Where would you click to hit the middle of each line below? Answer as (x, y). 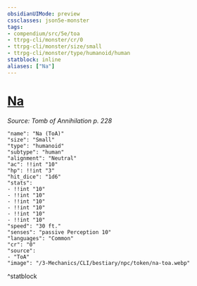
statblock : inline (34, 60)
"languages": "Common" (40, 238)
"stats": (20, 183)
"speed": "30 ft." (34, 226)
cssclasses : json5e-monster (49, 20)
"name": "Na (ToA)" (36, 133)
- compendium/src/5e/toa (44, 33)
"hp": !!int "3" (31, 170)
